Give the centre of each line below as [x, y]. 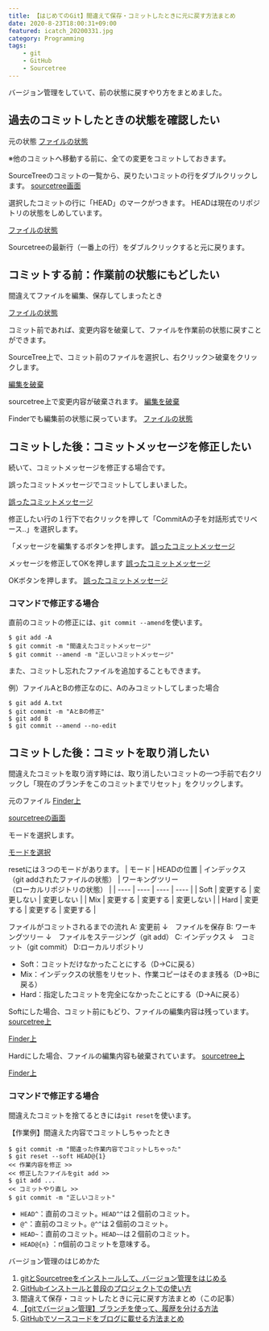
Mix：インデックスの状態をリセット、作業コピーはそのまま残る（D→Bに [140, 974]
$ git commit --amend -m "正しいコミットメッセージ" [91, 655]
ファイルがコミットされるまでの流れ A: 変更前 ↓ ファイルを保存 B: [121, 927]
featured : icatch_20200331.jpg [61, 31]
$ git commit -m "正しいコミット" [62, 1197]
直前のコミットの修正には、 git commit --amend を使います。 [108, 623]
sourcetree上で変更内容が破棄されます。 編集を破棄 [94, 402]
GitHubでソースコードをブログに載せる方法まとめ [102, 1318]
